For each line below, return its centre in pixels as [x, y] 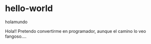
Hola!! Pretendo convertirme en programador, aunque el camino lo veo [76, 31]
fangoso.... [16, 36]
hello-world [29, 8]
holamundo [16, 22]
